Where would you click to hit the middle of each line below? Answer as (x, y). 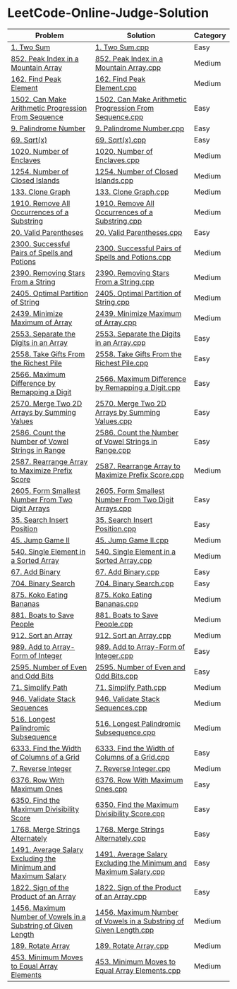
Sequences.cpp (121, 708)
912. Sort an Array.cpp (133, 635)
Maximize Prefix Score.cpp (140, 475)
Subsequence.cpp (125, 732)
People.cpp (114, 624)
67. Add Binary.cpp (127, 571)
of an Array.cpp (121, 896)
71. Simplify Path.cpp (131, 687)
